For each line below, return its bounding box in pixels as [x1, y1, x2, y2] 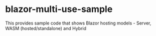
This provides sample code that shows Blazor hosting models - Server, [5, 20, 151, 26]
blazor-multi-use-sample [5, 3, 113, 15]
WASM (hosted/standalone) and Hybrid [5, 25, 87, 31]
